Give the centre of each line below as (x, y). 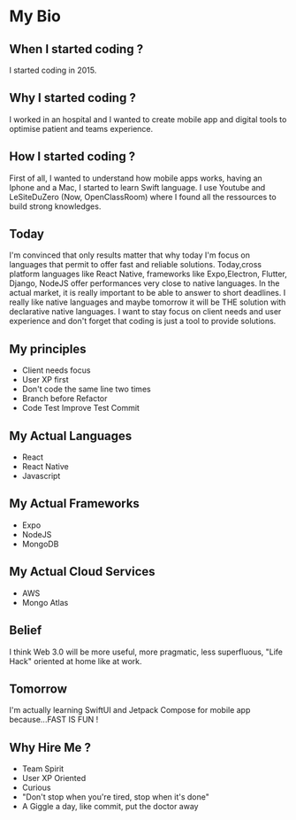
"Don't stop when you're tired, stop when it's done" (116, 797)
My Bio (35, 16)
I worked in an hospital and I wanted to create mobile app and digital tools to (148, 119)
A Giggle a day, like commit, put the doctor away (110, 807)
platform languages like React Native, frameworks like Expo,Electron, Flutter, (148, 274)
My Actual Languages (71, 436)
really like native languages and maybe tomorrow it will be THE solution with (148, 302)
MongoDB (40, 544)
